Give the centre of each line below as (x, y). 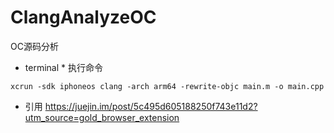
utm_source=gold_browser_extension (102, 117)
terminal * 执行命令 (63, 67)
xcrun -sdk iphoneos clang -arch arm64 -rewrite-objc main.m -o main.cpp (167, 86)
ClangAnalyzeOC (83, 17)
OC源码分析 (34, 46)
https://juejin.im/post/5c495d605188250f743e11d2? (151, 106)
